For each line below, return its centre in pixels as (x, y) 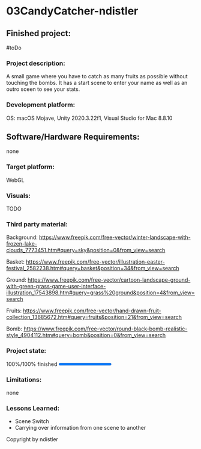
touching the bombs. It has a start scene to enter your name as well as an (97, 83)
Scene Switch (32, 421)
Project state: (26, 351)
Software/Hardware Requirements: (73, 137)
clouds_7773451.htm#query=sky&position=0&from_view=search (86, 250)
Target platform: (31, 167)
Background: (22, 237)
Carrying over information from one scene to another (80, 428)
